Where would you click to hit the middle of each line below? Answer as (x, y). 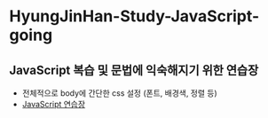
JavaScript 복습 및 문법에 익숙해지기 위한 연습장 (134, 70)
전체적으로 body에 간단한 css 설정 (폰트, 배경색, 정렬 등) (119, 93)
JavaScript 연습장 (54, 104)
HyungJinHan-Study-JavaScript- (134, 16)
